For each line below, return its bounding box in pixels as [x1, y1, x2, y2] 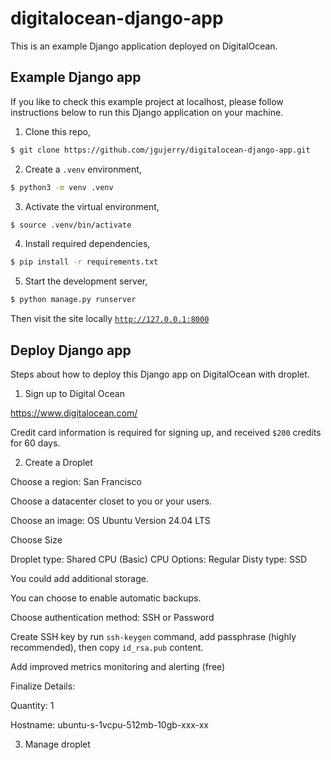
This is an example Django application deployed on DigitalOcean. [10, 40, 278, 52]
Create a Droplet [24, 456, 93, 468]
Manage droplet [24, 738, 91, 750]
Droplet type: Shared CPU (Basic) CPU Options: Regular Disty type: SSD [10, 553, 308, 565]
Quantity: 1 [10, 699, 55, 711]
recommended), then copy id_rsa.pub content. [10, 641, 204, 653]
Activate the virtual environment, [24, 200, 160, 212]
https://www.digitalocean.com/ [10, 407, 138, 419]
